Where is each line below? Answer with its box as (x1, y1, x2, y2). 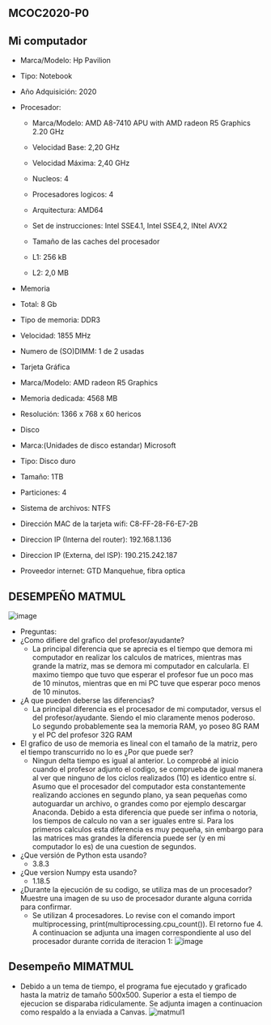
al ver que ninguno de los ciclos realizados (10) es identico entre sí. (32, 773, 257, 783)
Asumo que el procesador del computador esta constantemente (32, 781, 246, 792)
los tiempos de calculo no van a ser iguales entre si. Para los (32, 816, 235, 826)
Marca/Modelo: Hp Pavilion (19, 56, 112, 66)
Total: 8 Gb (19, 300, 57, 309)
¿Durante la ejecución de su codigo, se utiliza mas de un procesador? (19, 885, 252, 895)
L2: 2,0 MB (32, 268, 69, 278)
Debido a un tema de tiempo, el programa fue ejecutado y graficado (19, 981, 248, 991)
